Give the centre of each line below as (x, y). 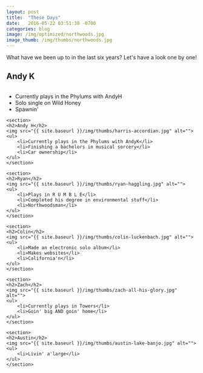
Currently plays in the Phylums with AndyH (68, 96)
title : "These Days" (34, 18)
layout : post (23, 12)
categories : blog (28, 29)
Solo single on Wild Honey (48, 102)
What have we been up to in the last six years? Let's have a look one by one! (101, 57)
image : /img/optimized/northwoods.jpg (55, 35)
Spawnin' (27, 109)
